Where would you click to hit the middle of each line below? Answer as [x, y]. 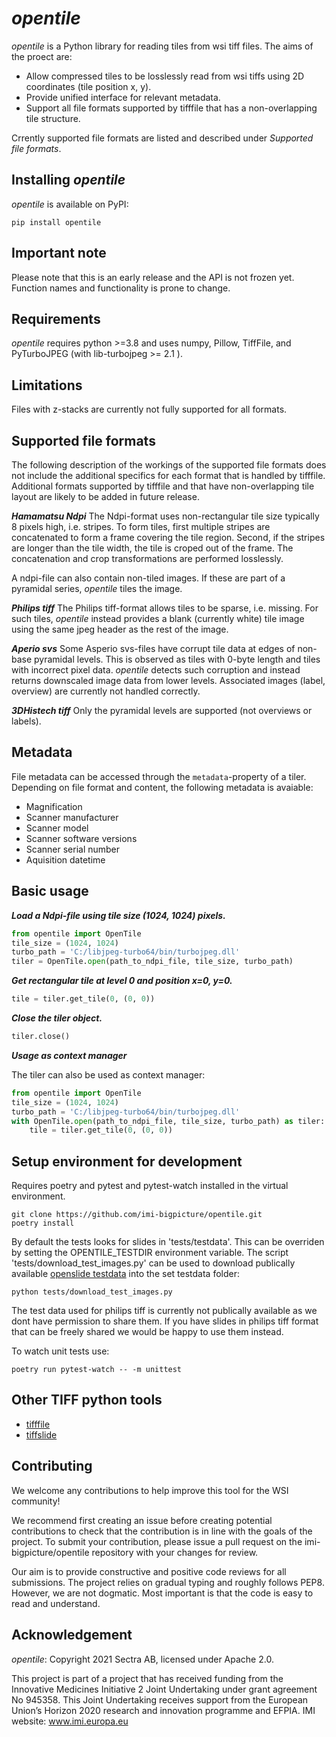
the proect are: [42, 56]
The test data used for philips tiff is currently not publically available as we [164, 1311]
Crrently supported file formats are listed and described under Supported [162, 138]
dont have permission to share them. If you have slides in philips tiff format [165, 1321]
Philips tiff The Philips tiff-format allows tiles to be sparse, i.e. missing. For [165, 608]
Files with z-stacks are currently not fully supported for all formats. [149, 409]
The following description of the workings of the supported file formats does [169, 465]
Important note [59, 253]
